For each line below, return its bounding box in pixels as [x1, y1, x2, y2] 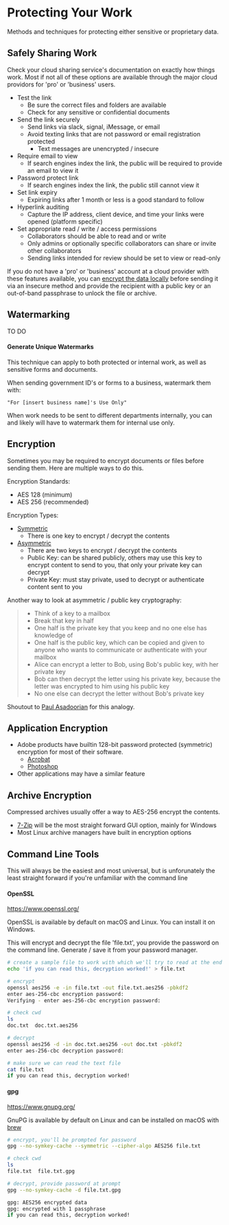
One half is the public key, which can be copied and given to [34, 638, 205, 646]
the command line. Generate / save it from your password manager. [7, 946, 198, 954]
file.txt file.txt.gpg [7, 1168, 75, 1175]
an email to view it [27, 166, 79, 174]
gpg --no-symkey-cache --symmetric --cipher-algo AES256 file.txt [7, 1143, 201, 1150]
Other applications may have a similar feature [16, 770, 145, 778]
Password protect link [16, 174, 79, 182]
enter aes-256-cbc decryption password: [7, 1047, 125, 1054]
